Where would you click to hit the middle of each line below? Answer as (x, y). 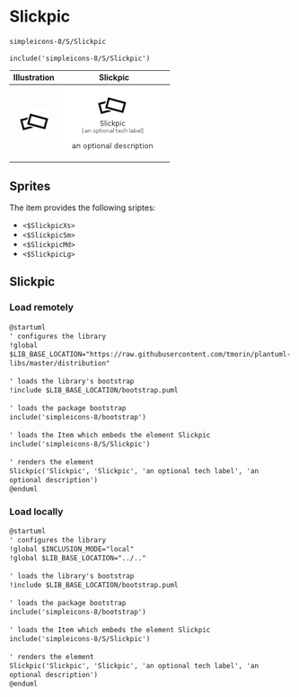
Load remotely (42, 307)
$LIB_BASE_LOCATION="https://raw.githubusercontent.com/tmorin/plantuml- (150, 354)
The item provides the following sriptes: (83, 207)
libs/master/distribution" (60, 363)
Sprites (30, 186)
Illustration (34, 77)
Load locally (36, 511)
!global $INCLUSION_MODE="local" (72, 549)
